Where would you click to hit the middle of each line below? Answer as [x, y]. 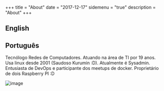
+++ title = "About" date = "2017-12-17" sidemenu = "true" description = [80, 7]
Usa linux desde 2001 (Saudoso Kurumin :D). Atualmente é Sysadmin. [78, 63]
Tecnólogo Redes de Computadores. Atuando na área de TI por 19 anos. [80, 58]
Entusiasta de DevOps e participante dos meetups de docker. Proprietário [82, 68]
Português [22, 46]
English [17, 28]
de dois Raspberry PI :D [30, 74]
